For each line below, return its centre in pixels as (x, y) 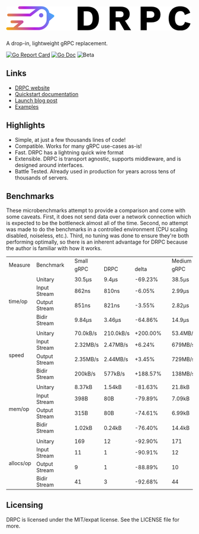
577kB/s (114, 374)
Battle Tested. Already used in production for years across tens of (95, 171)
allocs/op (20, 463)
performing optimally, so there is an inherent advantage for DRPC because (97, 242)
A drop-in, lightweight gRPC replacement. (57, 43)
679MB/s (183, 345)
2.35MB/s (86, 359)
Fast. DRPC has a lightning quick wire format (69, 152)
